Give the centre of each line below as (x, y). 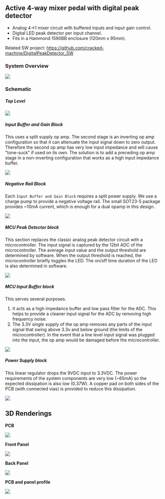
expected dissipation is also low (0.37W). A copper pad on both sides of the (82, 383)
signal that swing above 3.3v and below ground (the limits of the (77, 329)
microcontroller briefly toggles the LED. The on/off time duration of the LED (81, 260)
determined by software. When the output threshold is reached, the (73, 255)
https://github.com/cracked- (75, 48)
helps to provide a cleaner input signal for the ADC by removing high (82, 314)
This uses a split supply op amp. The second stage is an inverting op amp (80, 137)
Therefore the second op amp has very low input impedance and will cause (82, 147)
